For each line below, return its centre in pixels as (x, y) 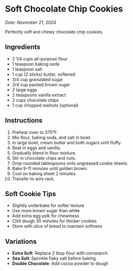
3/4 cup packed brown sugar (41, 85)
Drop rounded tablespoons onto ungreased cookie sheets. (70, 163)
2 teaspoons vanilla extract (39, 95)
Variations (21, 241)
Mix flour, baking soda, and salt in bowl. (52, 137)
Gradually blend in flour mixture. (44, 153)
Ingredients (23, 47)
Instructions (24, 121)
